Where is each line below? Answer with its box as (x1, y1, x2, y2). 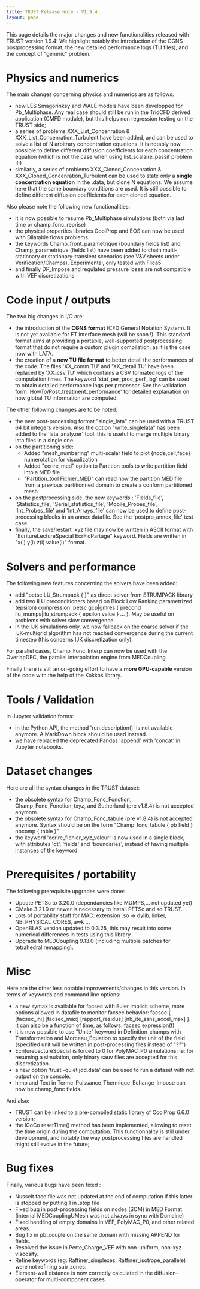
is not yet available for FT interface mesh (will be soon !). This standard (14, 331, 190, 338)
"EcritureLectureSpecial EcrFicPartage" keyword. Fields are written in (14, 532, 187, 540)
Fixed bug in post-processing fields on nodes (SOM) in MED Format (14, 1206, 183, 1213)
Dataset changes (6, 764, 93, 778)
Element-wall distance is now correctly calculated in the (14, 1269, 153, 1276)
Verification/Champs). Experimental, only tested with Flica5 (14, 259, 162, 267)
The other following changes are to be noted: (6, 406, 118, 414)
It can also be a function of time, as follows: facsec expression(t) (14, 1022, 175, 1029)
